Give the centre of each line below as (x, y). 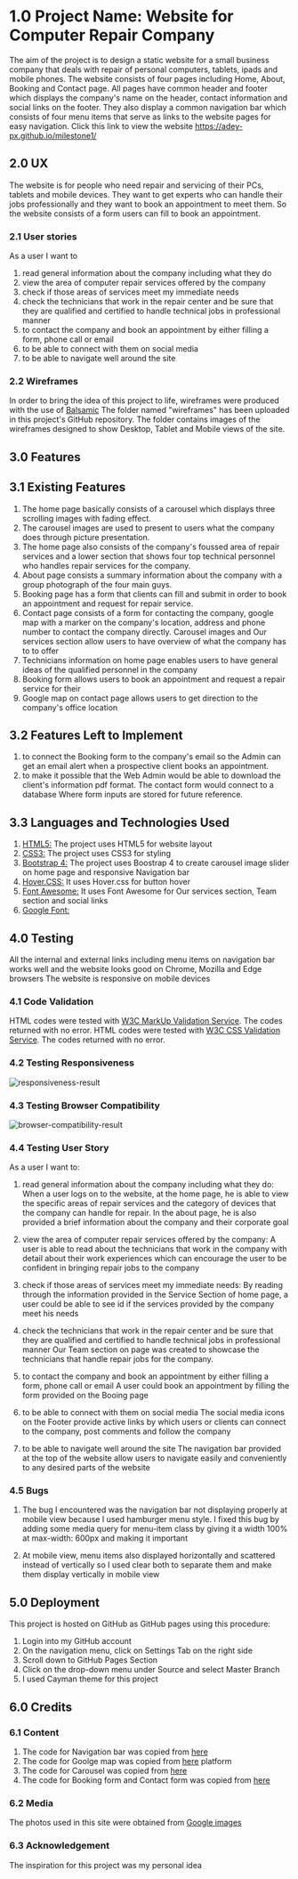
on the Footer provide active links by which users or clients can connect (154, 1422)
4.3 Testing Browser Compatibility (85, 1106)
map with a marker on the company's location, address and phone (144, 622)
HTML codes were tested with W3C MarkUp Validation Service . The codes (146, 1021)
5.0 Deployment (55, 1603)
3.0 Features (45, 457)
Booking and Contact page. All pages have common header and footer (139, 88)
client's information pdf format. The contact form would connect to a (148, 785)
